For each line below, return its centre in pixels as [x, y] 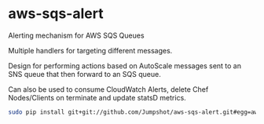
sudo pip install [37, 112]
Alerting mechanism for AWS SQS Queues [76, 35]
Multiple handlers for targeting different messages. [90, 50]
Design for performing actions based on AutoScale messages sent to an [125, 66]
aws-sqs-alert [56, 14]
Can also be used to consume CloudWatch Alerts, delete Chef [108, 89]
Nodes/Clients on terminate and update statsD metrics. [97, 97]
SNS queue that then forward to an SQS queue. [84, 74]
